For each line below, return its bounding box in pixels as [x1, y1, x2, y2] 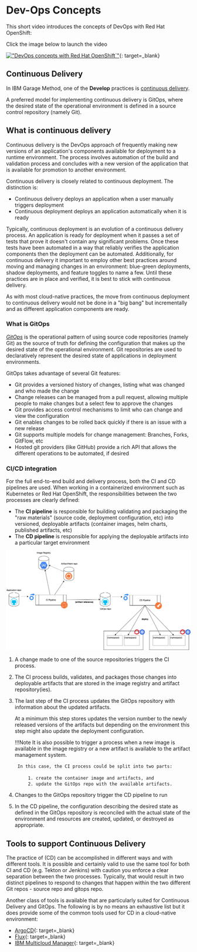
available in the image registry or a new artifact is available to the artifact [14, 745, 191, 752]
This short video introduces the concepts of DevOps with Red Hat [6, 23, 165, 30]
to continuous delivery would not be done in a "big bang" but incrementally [6, 299, 188, 306]
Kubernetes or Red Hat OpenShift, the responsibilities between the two [6, 490, 177, 497]
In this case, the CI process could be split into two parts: [17, 763, 173, 770]
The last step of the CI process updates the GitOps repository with [14, 698, 175, 705]
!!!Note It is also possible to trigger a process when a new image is [14, 739, 175, 746]
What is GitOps [6, 320, 50, 328]
